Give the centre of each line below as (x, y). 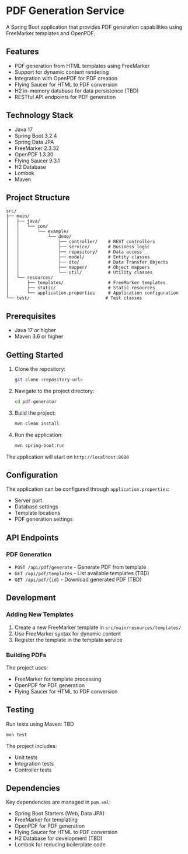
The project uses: (27, 667)
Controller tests (33, 770)
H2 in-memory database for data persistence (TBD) (76, 90)
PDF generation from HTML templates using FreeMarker (82, 66)
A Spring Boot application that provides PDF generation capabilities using (94, 27)
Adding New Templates (40, 614)
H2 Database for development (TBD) (58, 838)
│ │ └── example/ (37, 232)
